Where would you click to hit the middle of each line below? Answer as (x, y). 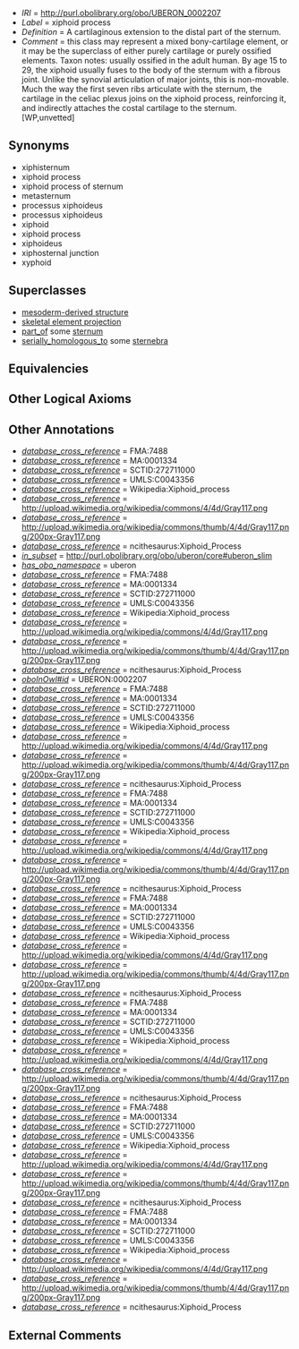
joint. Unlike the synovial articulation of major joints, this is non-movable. (155, 79)
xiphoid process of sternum (72, 186)
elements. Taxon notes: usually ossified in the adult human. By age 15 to (154, 60)
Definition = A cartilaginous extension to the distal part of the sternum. (151, 32)
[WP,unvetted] (48, 117)
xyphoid (36, 262)
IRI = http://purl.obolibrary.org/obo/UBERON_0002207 (121, 13)
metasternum (46, 195)
